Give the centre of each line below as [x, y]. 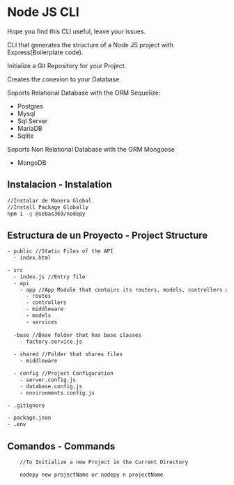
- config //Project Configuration [63, 374]
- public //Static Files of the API [60, 251]
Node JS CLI [44, 12]
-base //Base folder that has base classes [77, 335]
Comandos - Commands [61, 446]
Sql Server [32, 121]
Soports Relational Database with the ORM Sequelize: [84, 93]
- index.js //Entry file [49, 277]
